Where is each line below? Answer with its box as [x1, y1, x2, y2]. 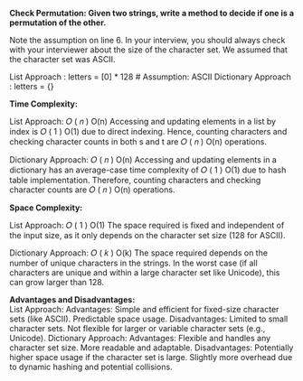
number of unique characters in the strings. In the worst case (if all [9, 257, 258, 268]
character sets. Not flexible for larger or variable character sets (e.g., [9, 323, 266, 333]
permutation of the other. [9, 17, 107, 28]
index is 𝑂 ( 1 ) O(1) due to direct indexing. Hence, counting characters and [9, 126, 288, 136]
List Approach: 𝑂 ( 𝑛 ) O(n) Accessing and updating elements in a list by [9, 116, 277, 126]
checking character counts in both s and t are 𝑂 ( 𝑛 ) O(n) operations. [9, 136, 267, 147]
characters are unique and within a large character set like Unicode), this [9, 267, 280, 278]
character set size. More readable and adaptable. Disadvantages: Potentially [9, 342, 294, 353]
